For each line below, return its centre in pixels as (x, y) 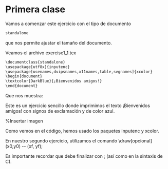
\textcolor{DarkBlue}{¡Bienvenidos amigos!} (54, 81)
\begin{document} (24, 76)
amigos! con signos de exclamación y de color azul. (60, 111)
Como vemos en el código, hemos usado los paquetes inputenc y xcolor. (82, 131)
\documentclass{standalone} (35, 62)
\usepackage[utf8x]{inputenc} (38, 67)
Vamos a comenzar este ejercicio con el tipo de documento (68, 24)
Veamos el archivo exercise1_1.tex (41, 53)
